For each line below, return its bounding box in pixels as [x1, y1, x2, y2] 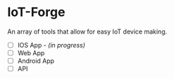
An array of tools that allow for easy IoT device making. [7, 27, 168, 36]
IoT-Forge [7, 4, 66, 20]
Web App [17, 49, 45, 57]
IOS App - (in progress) [17, 41, 86, 49]
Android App [17, 57, 55, 65]
